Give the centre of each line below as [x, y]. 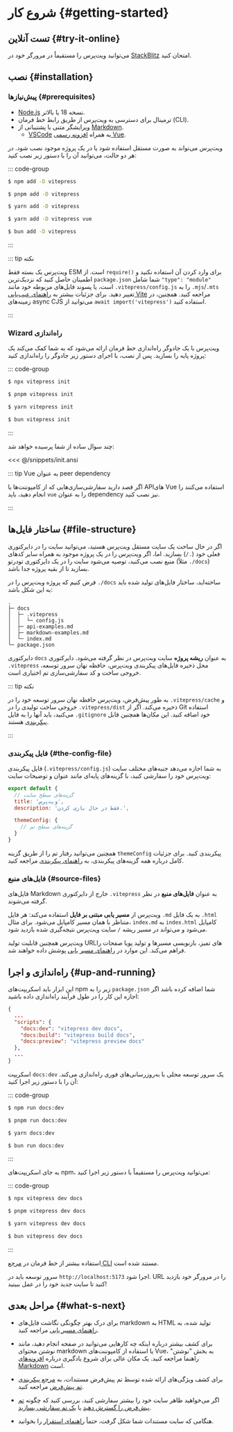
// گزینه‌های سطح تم [46, 827]
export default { [33, 788]
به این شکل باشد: [31, 589]
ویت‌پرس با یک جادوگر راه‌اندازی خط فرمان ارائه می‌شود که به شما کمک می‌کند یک [114, 348]
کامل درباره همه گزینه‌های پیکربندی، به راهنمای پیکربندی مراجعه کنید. [96, 860]
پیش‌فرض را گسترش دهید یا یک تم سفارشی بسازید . [85, 1407]
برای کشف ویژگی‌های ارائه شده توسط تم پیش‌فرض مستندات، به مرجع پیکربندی [120, 1379]
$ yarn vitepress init [41, 407]
